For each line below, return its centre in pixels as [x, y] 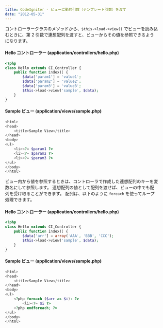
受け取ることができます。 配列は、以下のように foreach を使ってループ [84, 194]
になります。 [18, 41]
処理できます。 [20, 200]
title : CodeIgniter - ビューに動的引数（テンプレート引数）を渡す [66, 9]
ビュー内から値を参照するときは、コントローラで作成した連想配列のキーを [79, 182]
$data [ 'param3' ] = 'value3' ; [52, 86]
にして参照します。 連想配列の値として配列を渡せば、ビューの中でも [82, 187]
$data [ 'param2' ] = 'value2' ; [52, 82]
